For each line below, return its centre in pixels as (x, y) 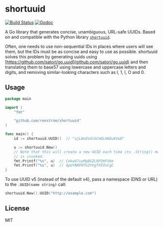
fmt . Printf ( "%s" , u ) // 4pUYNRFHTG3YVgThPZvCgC (64, 166)
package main (18, 99)
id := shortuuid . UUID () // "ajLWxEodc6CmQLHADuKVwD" (69, 139)
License (17, 208)
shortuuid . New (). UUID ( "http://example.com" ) (51, 193)
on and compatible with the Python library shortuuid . (58, 37)
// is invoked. (29, 157)
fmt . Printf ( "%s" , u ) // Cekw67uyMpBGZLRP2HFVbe (64, 161)
